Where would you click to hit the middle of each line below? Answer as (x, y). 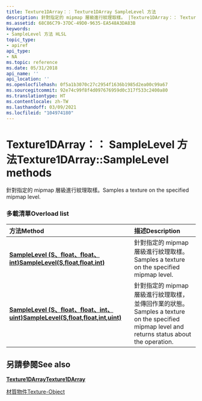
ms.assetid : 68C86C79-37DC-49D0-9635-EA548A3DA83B (71, 23)
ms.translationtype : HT (36, 96)
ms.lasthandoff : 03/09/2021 (41, 107)
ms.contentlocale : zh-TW (37, 101)
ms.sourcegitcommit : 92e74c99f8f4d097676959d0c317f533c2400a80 (87, 90)
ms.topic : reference (32, 62)
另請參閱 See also (38, 365)
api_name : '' (23, 74)
